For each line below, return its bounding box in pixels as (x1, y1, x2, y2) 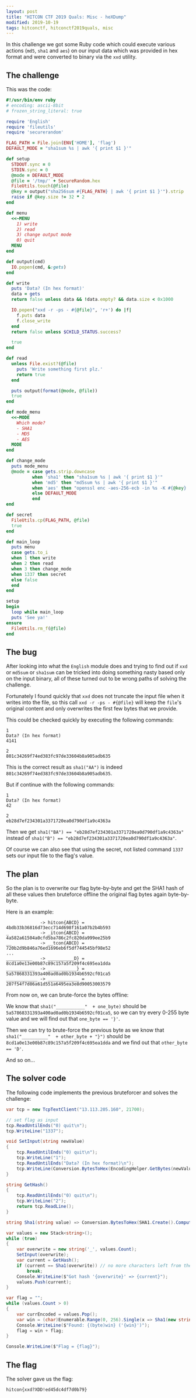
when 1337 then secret (11, 571, 66, 577)
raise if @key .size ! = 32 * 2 (11, 194, 85, 200)
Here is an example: (6, 908, 54, 916)
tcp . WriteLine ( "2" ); (16, 1198, 66, 1204)
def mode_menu (6, 409, 41, 415)
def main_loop (6, 539, 41, 545)
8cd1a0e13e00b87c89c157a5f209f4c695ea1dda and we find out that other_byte (6, 1039, 188, 1046)
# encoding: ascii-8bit (6, 102, 64, 108)
